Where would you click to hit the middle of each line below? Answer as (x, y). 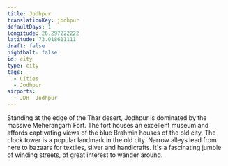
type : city (23, 66)
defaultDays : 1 (29, 27)
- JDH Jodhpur (36, 98)
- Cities (26, 78)
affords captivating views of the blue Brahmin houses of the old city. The (112, 133)
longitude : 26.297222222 (43, 33)
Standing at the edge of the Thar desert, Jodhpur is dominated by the (107, 118)
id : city (20, 59)
